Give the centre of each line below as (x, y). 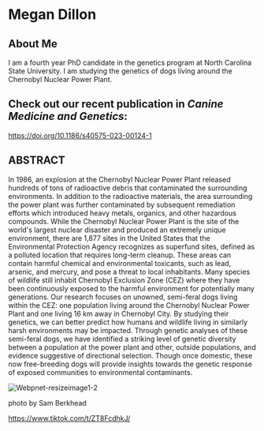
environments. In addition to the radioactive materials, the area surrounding (130, 196)
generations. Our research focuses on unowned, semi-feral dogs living (123, 297)
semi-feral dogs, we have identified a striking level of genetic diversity (122, 339)
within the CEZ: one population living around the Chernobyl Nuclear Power (129, 305)
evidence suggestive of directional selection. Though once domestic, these (130, 355)
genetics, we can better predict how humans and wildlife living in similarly (128, 322)
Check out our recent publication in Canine (116, 104)
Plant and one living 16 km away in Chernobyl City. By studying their (119, 313)
